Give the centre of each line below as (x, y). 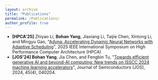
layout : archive (21, 9)
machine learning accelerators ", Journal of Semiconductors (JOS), (79, 67)
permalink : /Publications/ (32, 18)
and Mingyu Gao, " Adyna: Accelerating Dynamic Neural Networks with (82, 42)
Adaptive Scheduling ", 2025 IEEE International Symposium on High (79, 47)
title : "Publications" (28, 14)
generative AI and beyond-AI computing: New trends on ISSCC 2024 (80, 62)
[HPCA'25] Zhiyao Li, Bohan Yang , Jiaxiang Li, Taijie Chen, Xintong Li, (82, 37)
